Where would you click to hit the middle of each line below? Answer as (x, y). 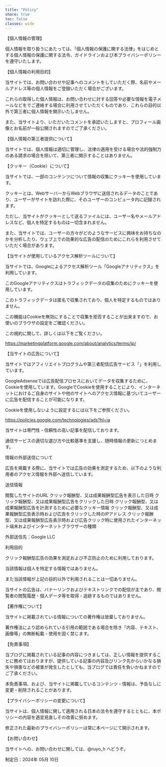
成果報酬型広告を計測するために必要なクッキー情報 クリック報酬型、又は (80, 508)
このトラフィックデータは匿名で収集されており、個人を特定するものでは (79, 300)
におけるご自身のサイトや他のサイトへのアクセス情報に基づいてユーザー (87, 393)
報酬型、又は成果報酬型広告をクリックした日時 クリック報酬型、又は (88, 502)
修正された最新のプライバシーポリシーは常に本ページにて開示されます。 (79, 728)
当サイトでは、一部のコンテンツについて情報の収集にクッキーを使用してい (81, 177)
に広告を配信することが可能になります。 (46, 399)
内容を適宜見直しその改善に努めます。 (61, 717)
